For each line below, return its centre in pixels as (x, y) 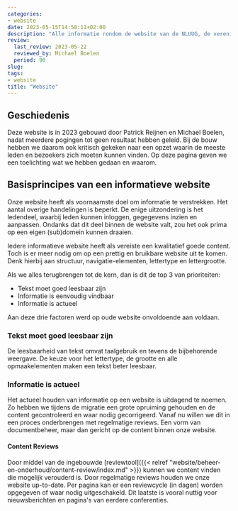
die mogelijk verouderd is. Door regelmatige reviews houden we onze (109, 477)
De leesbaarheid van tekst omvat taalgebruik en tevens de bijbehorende (112, 351)
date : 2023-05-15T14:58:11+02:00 (57, 27)
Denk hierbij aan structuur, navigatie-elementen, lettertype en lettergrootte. (117, 260)
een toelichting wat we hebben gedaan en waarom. (82, 163)
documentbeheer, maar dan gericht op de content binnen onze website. (112, 430)
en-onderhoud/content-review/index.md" (68, 470)
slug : (15, 67)
